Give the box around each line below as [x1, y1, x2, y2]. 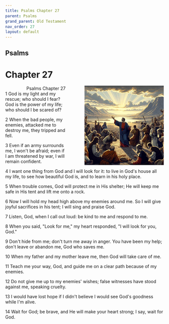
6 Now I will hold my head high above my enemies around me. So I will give [5, 199, 161, 205]
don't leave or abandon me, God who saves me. [5, 244, 105, 250]
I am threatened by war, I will [5, 153, 65, 159]
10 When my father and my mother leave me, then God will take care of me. [5, 253, 161, 260]
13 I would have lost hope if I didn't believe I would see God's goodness [5, 294, 153, 300]
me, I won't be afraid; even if [5, 148, 65, 154]
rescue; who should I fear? [5, 96, 60, 102]
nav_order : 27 [5, 24, 35, 29]
